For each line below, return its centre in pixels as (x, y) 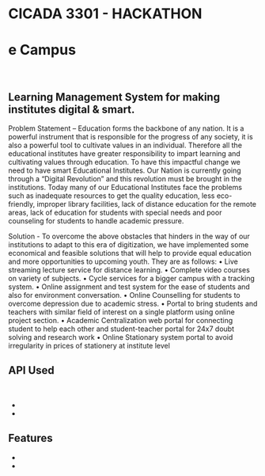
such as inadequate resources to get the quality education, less (112, 196)
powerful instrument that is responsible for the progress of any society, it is (131, 136)
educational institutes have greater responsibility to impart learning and (125, 153)
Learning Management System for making (114, 97)
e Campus (42, 50)
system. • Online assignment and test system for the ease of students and (129, 287)
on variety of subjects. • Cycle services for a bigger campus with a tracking (132, 278)
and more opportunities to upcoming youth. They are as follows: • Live (123, 261)
